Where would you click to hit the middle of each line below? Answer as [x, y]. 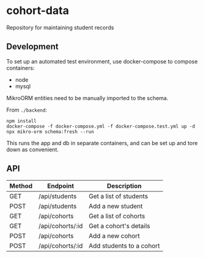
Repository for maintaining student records [60, 27]
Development [33, 47]
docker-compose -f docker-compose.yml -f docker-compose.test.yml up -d [101, 126]
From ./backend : [27, 110]
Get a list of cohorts [117, 216]
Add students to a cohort [124, 246]
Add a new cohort [114, 235]
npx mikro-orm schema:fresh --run [50, 132]
